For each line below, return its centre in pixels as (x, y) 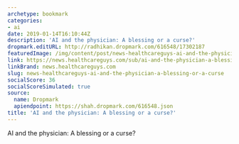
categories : (25, 21)
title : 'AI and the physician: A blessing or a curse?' (92, 113)
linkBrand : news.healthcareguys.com (62, 67)
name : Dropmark (36, 100)
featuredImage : (30, 54)
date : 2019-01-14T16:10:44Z (49, 34)
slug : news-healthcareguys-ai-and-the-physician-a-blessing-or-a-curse (116, 73)
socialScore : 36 (31, 80)
